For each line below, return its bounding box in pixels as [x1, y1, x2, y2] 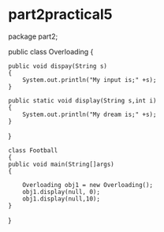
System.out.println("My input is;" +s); [22, 76, 157, 84]
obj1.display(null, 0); [22, 188, 101, 196]
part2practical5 [8, 6, 113, 24]
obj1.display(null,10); [22, 195, 101, 203]
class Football [8, 146, 58, 155]
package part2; [8, 32, 58, 41]
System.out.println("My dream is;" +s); [22, 110, 157, 118]
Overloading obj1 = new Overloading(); [22, 181, 154, 189]
